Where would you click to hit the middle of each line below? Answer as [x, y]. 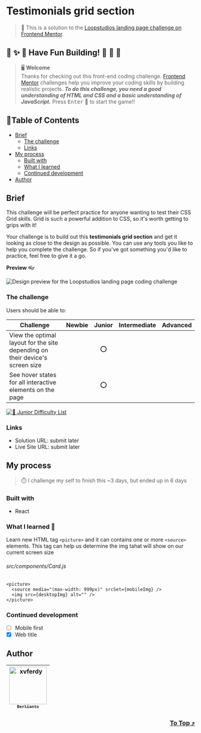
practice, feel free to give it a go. [46, 256]
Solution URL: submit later [47, 440]
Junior [104, 325]
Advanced [177, 325]
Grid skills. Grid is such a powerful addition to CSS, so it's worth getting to [97, 219]
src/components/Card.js [36, 566]
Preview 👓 [20, 268]
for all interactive [33, 382]
